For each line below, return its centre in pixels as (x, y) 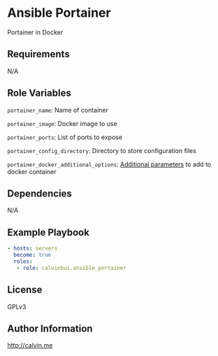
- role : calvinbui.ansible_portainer (72, 268)
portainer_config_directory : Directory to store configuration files (102, 150)
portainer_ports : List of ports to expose (65, 137)
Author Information (50, 328)
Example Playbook (48, 232)
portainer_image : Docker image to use (62, 123)
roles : (23, 261)
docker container (32, 171)
